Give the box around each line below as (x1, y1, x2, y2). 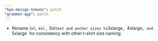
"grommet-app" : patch (4, 12, 49, 17)
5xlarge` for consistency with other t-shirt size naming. (11, 30, 122, 36)
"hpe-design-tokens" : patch (4, 7, 62, 12)
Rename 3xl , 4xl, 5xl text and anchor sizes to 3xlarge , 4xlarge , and (11, 25, 153, 31)
